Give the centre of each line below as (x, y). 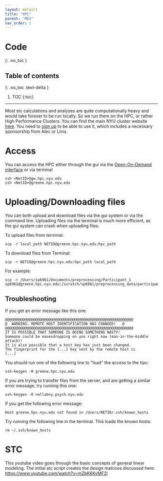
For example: (18, 271)
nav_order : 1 (18, 23)
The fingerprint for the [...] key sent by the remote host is (70, 349)
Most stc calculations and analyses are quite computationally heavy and (77, 111)
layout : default (21, 9)
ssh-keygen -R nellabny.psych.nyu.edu (44, 394)
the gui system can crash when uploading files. (52, 226)
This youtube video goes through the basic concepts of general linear (75, 463)
